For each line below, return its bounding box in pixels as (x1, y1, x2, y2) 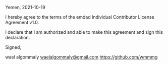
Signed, (5, 44, 21, 50)
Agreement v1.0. (5, 20, 39, 25)
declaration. (5, 35, 30, 40)
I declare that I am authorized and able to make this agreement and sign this (5, 29, 163, 35)
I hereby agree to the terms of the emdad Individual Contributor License (5, 14, 155, 20)
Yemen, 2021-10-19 (5, 5, 45, 10)
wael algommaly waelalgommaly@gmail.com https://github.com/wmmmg (5, 54, 158, 60)
